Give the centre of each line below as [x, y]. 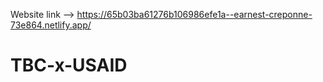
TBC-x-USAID [69, 65]
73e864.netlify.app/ [51, 25]
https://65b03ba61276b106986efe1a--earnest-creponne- [194, 14]
